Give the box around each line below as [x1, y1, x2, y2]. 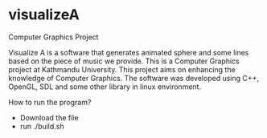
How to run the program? [8, 97, 92, 107]
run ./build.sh [19, 121, 64, 131]
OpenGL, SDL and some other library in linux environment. [8, 82, 202, 91]
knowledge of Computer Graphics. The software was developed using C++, [8, 73, 260, 83]
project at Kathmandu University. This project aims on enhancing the [8, 64, 236, 74]
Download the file [19, 112, 79, 122]
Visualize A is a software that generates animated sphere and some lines [8, 47, 249, 57]
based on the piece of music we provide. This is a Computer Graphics [8, 56, 240, 66]
